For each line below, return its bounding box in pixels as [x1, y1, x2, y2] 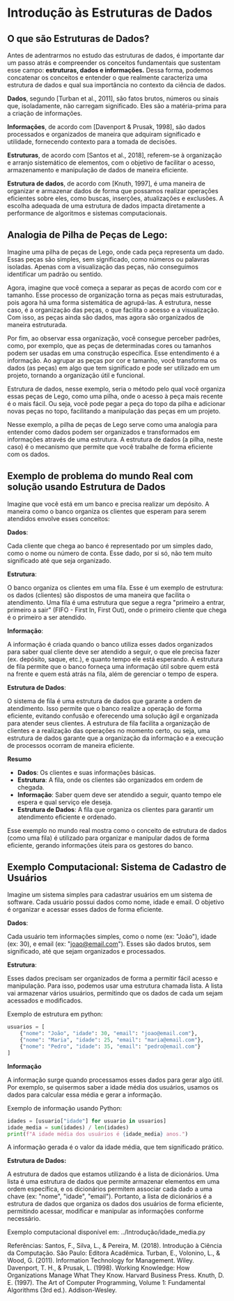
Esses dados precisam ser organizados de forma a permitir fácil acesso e [7, 975, 218, 983]
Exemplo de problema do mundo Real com [7, 470, 194, 482]
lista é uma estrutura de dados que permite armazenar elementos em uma [7, 1178, 220, 1186]
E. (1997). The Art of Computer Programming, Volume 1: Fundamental [7, 1279, 205, 1287]
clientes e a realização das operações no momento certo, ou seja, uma [7, 726, 210, 735]
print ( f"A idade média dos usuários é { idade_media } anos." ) [7, 1130, 189, 1138]
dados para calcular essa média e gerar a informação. [7, 1090, 162, 1099]
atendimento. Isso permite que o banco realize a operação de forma [7, 704, 203, 712]
